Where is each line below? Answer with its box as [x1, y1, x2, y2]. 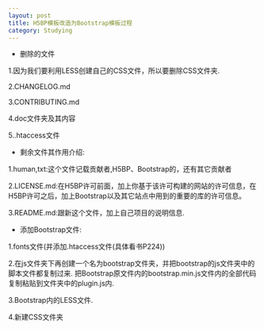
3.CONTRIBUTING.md [8, 97, 80, 107]
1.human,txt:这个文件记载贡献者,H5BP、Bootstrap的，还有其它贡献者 [8, 164, 232, 174]
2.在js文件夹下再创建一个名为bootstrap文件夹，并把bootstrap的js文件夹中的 [8, 259, 255, 269]
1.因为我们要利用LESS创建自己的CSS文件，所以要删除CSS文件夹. [8, 66, 220, 75]
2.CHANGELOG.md [8, 82, 71, 91]
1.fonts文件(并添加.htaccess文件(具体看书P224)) [8, 242, 166, 251]
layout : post [8, 11, 52, 20]
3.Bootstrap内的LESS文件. [8, 296, 94, 305]
